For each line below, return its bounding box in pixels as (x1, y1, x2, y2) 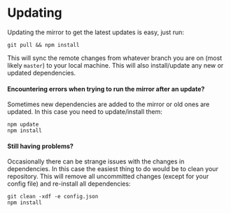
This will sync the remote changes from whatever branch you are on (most (7, 54, 223, 62)
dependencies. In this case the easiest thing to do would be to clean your (7, 165, 218, 173)
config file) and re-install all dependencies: (7, 179, 131, 188)
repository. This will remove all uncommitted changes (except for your (7, 172, 209, 181)
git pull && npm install (7, 41, 80, 48)
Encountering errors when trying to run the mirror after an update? (7, 85, 205, 93)
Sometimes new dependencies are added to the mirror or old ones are (7, 100, 210, 109)
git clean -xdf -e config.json (7, 193, 99, 200)
